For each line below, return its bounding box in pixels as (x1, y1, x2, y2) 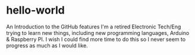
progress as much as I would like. (6, 42, 88, 49)
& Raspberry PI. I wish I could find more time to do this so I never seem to (6, 35, 186, 43)
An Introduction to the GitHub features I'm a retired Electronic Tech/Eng (6, 23, 181, 30)
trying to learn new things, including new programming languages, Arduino (6, 29, 190, 36)
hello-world (6, 4, 65, 17)
